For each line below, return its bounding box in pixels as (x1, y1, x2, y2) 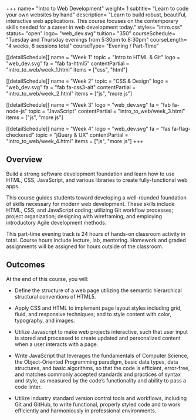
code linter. (14, 383, 42, 390)
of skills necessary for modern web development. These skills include (6, 200, 175, 207)
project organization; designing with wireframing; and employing (6, 212, 163, 219)
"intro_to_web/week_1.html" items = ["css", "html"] (6, 66, 128, 73)
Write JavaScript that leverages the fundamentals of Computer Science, (14, 352, 189, 359)
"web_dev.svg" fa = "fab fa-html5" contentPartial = (6, 60, 130, 67)
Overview (6, 155, 43, 165)
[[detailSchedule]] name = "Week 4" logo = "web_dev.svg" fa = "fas (6, 126, 171, 132)
